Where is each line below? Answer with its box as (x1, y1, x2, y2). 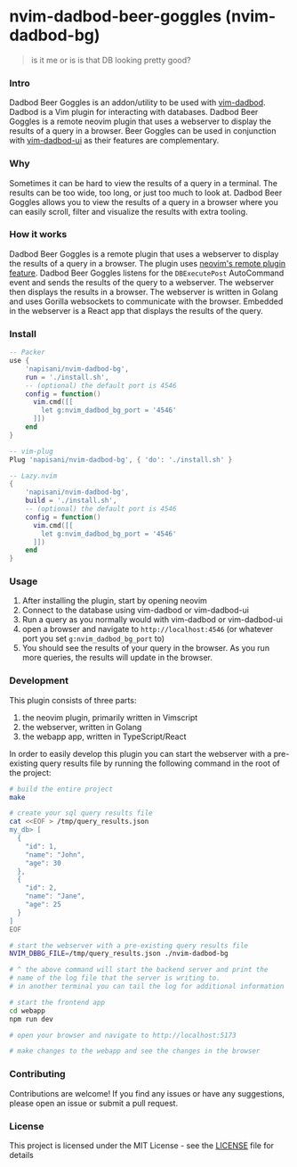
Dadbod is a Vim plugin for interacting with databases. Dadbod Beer (9, 107, 259, 118)
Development (9, 675, 69, 687)
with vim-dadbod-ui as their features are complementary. (9, 136, 220, 146)
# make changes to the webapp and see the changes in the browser (9, 1047, 261, 1056)
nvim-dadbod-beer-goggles (9, 6, 222, 27)
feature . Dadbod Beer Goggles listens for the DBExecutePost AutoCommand (9, 267, 285, 278)
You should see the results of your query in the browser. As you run (21, 643, 269, 653)
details (9, 1149, 34, 1160)
